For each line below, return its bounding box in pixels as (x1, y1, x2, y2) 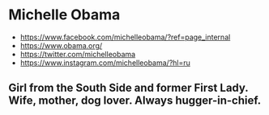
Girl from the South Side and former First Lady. (8, 81, 249, 95)
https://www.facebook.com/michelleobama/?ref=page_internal (19, 32, 231, 42)
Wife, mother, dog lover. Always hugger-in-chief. (8, 94, 262, 108)
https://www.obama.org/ (19, 40, 103, 50)
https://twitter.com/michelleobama (19, 49, 136, 59)
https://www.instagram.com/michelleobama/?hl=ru (19, 58, 190, 68)
